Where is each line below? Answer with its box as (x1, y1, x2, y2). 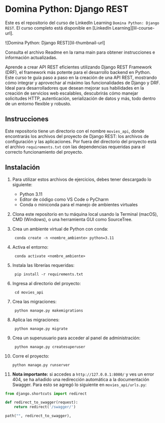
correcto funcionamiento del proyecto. (5, 149, 83, 155)
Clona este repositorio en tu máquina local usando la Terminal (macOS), (12, 211, 159, 217)
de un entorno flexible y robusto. (5, 100, 71, 106)
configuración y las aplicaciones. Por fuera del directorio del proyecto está (5, 138, 157, 144)
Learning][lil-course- (112, 25, 155, 31)
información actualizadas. (5, 54, 58, 60)
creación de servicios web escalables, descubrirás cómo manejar (5, 90, 138, 96)
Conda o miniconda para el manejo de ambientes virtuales (19, 201, 138, 207)
